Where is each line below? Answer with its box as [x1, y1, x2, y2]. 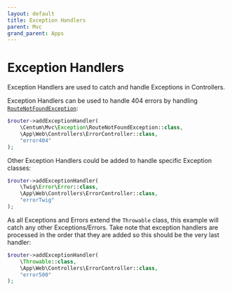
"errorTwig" [20, 197, 55, 204]
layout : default [7, 10, 55, 17]
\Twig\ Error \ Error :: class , [20, 183, 99, 191]
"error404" [20, 137, 52, 144]
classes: [7, 164, 32, 172]
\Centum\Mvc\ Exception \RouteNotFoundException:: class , [20, 124, 184, 132]
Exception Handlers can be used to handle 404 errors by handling [7, 97, 198, 105]
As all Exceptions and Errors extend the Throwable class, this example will [7, 215, 219, 224]
